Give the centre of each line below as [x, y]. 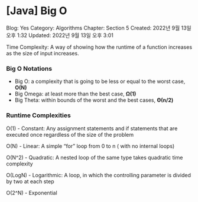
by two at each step [30, 181]
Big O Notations [29, 68]
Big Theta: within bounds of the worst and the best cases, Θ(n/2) [94, 100]
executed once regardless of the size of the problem [70, 134]
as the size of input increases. [43, 53]
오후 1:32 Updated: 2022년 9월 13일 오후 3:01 [60, 35]
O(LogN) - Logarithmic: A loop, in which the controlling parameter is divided [98, 175]
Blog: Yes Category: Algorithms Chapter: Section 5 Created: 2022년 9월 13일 [99, 28]
